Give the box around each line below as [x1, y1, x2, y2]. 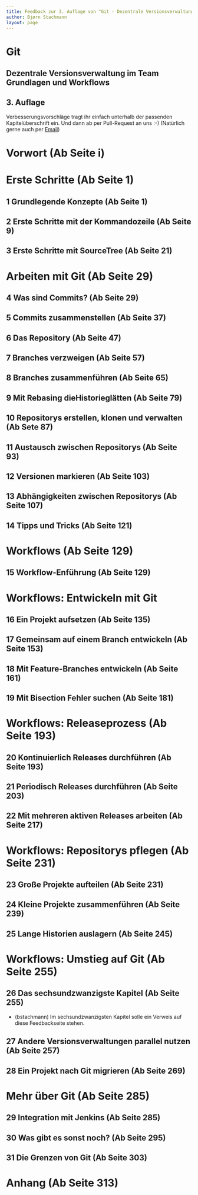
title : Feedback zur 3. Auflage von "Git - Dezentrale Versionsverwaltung [6, 8, 194, 15]
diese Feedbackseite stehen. [14, 1019, 85, 1027]
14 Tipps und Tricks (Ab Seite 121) [6, 521, 133, 531]
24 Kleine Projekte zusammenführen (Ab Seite [6, 899, 180, 910]
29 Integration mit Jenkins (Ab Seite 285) [6, 1113, 161, 1123]
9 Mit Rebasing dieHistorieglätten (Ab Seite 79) [6, 393, 183, 403]
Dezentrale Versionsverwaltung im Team [6, 68, 159, 78]
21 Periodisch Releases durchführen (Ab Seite [6, 782, 178, 792]
